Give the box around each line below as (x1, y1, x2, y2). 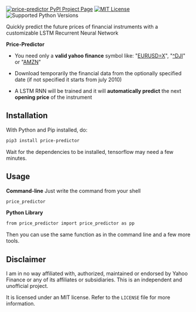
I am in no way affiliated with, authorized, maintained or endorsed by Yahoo (6, 270, 188, 277)
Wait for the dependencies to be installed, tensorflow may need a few (6, 148, 174, 155)
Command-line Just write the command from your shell (6, 187, 141, 194)
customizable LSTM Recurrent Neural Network (6, 29, 119, 36)
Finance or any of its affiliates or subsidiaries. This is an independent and (6, 276, 183, 283)
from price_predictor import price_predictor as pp (6, 220, 135, 226)
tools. (6, 237, 20, 244)
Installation (6, 110, 48, 120)
